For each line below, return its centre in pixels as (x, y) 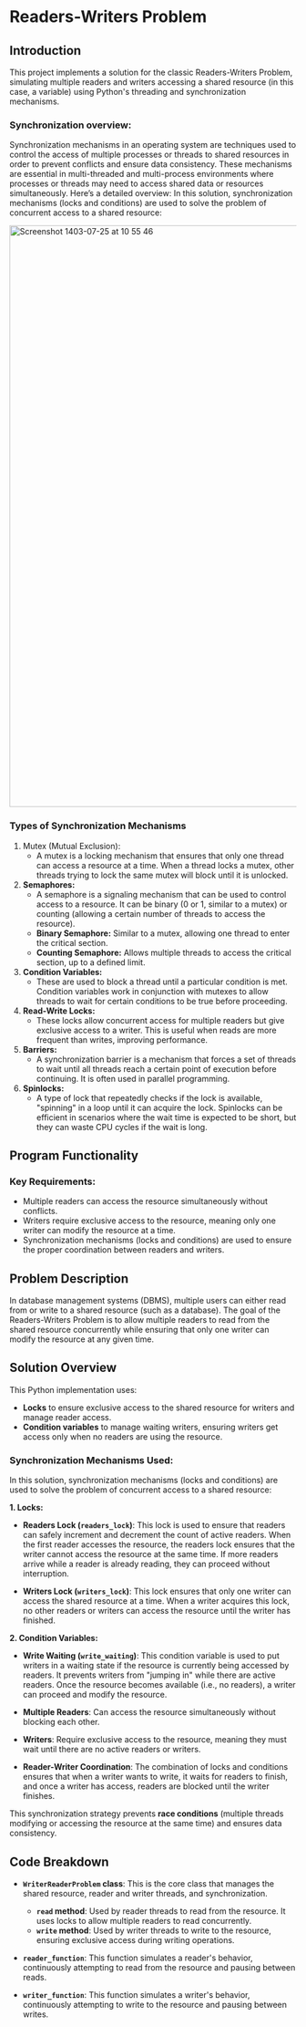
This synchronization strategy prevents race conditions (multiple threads (147, 1814)
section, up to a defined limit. (91, 962)
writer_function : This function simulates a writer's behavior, (136, 1995)
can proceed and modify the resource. (95, 1695)
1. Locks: (26, 1508)
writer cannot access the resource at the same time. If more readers (150, 1554)
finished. (39, 1620)
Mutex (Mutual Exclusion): (71, 846)
